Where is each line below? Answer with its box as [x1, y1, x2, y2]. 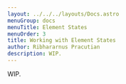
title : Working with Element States [7, 37, 116, 44]
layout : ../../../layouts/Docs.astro [7, 10, 120, 18]
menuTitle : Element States [7, 23, 88, 31]
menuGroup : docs [7, 17, 56, 24]
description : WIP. [7, 51, 62, 58]
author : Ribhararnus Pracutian [7, 43, 100, 51]
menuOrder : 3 [7, 30, 46, 38]
